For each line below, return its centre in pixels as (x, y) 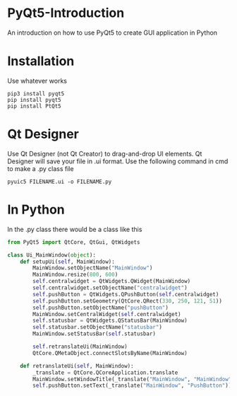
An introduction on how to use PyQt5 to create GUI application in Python (112, 33)
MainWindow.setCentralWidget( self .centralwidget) (107, 314)
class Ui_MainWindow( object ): (52, 255)
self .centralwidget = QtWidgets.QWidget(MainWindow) (112, 281)
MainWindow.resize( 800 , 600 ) (75, 275)
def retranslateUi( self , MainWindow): (77, 366)
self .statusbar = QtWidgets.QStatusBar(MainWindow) (110, 321)
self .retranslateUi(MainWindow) (80, 346)
